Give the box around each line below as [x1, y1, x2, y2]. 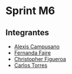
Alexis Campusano [14, 43, 60, 50]
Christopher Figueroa [14, 56, 66, 62]
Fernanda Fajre [14, 49, 51, 56]
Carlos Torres [14, 62, 48, 69]
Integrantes [5, 28, 50, 38]
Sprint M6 [5, 4, 55, 18]
